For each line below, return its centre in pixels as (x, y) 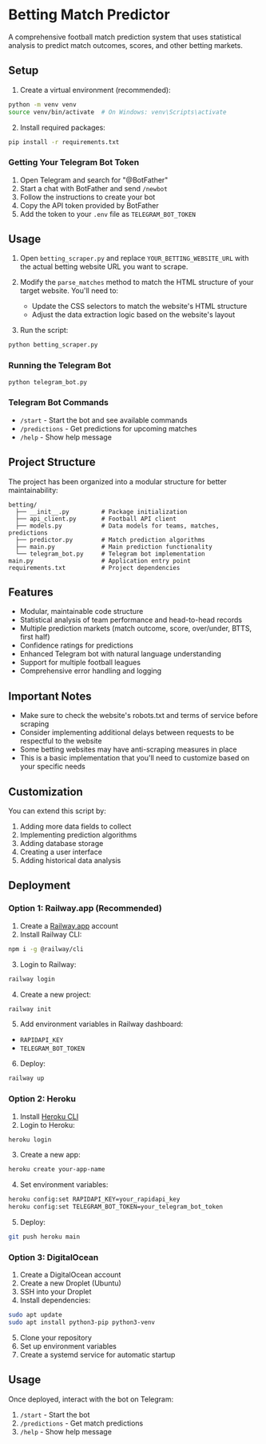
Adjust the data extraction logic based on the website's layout (133, 315)
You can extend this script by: (57, 811)
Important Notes (50, 696)
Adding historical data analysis (70, 860)
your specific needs (52, 767)
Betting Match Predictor (89, 15)
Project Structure (52, 462)
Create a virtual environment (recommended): (95, 90)
